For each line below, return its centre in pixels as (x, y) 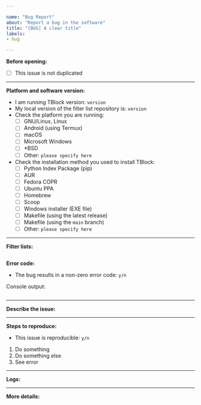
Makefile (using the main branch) (64, 223)
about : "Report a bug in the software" (56, 22)
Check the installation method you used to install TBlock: (85, 162)
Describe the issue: (31, 309)
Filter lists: (20, 246)
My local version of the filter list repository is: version (80, 109)
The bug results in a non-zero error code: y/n (71, 275)
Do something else (38, 356)
